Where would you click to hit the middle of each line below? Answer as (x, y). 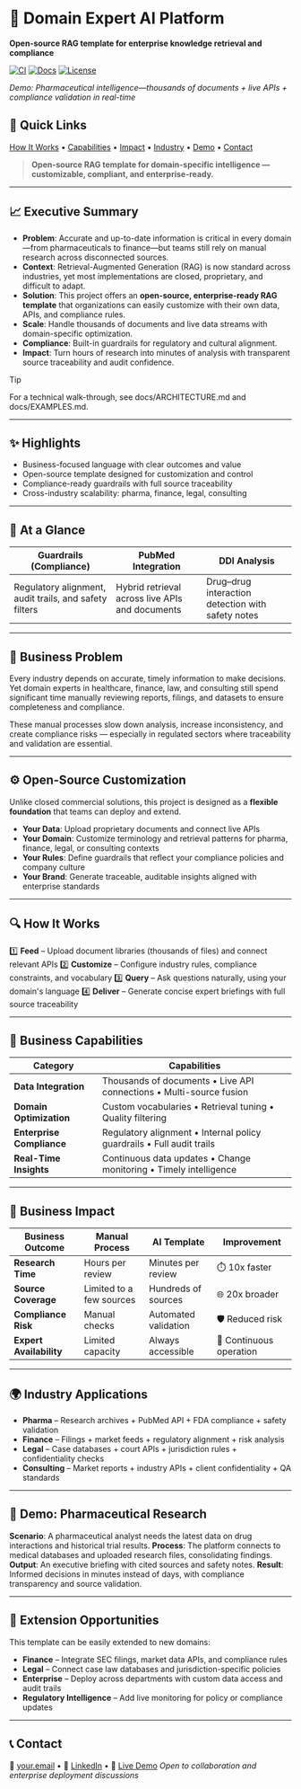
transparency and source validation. (76, 1583)
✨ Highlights (45, 443)
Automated (172, 1315)
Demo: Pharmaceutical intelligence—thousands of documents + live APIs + (149, 87)
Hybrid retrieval (149, 588)
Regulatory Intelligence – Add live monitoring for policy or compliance (153, 1697)
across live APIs (149, 598)
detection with (236, 604)
